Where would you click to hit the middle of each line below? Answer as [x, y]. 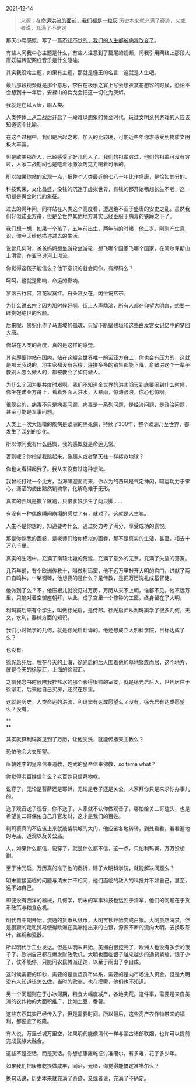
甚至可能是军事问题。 [32, 412]
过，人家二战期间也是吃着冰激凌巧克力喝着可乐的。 [67, 164]
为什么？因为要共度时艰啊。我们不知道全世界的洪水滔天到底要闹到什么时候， [98, 384]
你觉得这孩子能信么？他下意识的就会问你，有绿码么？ [70, 268]
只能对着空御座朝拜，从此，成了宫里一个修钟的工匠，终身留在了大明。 [100, 598]
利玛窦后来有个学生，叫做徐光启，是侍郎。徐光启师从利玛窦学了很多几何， [95, 610]
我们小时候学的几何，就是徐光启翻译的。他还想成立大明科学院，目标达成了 [95, 630]
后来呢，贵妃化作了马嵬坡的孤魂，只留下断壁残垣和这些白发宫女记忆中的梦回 [98, 325]
